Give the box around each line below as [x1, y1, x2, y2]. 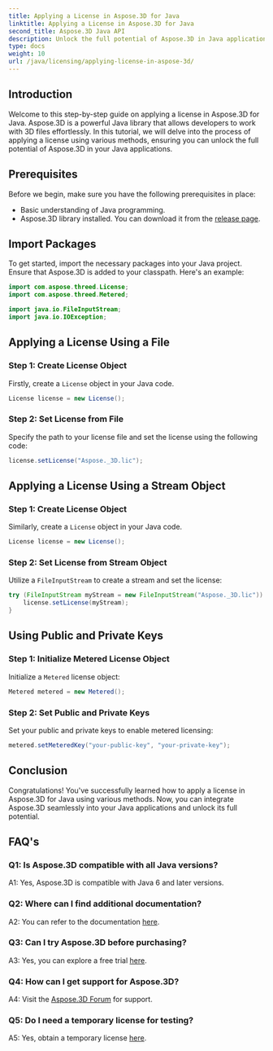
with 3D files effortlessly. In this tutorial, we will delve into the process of [8, 126, 251, 136]
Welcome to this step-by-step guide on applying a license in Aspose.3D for [8, 109, 260, 119]
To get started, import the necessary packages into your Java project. [8, 258, 242, 269]
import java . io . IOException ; [8, 313, 107, 321]
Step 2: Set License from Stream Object [8, 557, 167, 569]
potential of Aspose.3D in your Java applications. [8, 143, 173, 153]
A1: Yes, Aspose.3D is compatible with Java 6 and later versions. [8, 877, 224, 888]
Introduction [8, 87, 73, 102]
